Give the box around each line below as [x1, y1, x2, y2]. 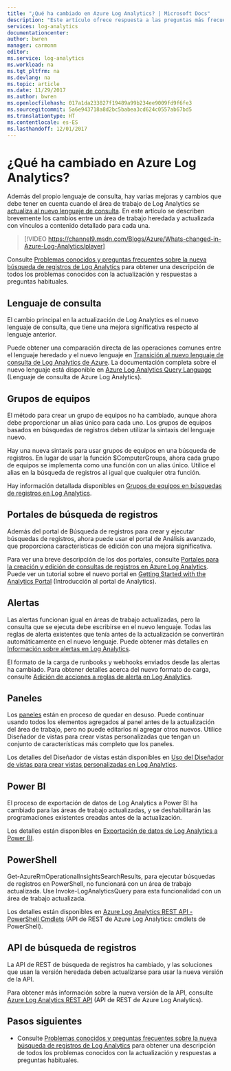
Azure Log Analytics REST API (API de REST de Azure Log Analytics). [7, 995, 203, 1004]
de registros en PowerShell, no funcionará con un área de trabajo [7, 880, 192, 888]
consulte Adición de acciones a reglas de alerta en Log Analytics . [7, 672, 192, 681]
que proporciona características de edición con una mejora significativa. [7, 542, 212, 550]
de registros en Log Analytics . [7, 489, 92, 497]
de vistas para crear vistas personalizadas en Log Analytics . [7, 761, 177, 769]
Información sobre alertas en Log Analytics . [7, 644, 131, 653]
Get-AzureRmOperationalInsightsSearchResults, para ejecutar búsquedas [7, 872, 215, 880]
